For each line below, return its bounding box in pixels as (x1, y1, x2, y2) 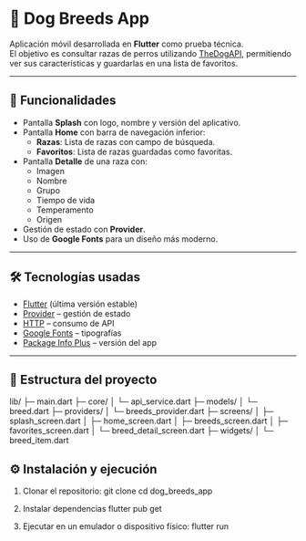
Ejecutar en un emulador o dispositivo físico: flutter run (22, 521, 229, 532)
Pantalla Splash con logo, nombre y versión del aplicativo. (22, 117, 241, 128)
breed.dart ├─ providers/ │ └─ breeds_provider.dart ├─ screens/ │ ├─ (9, 406, 274, 417)
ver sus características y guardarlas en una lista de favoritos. (9, 57, 239, 68)
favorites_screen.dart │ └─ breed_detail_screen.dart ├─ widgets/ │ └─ (9, 425, 274, 436)
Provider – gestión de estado (22, 307, 131, 318)
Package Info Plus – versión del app (22, 337, 158, 348)
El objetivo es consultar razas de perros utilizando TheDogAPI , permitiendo (9, 47, 291, 58)
